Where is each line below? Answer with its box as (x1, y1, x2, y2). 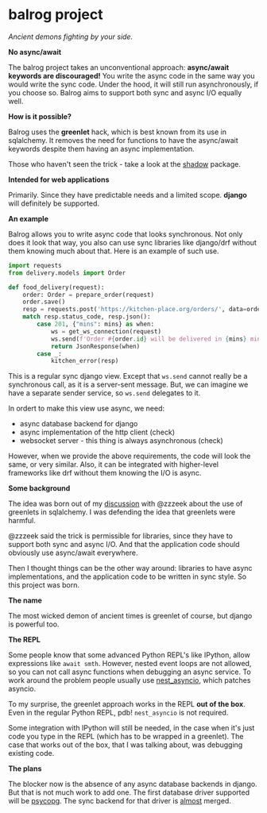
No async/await (8, 47, 62, 56)
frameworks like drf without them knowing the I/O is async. (8, 468, 202, 478)
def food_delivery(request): (8, 283, 105, 291)
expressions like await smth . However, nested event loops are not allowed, (8, 659, 252, 669)
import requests (8, 261, 62, 269)
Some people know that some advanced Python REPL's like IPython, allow (8, 650, 250, 660)
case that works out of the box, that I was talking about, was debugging (8, 740, 243, 749)
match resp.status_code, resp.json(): (22, 313, 151, 321)
